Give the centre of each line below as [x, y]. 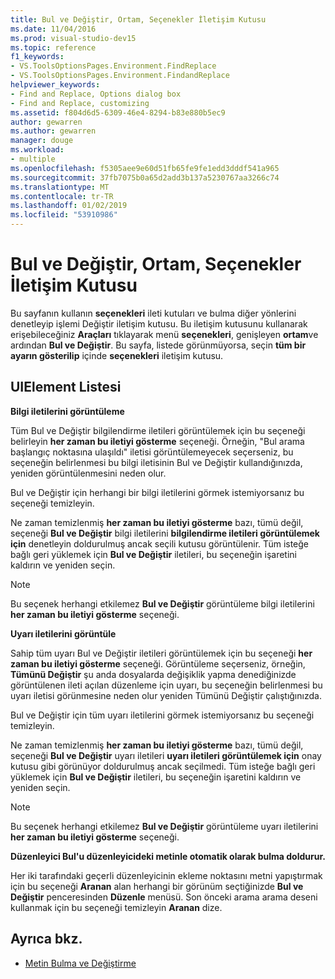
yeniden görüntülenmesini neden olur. [88, 473]
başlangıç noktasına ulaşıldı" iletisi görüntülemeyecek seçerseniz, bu [152, 452]
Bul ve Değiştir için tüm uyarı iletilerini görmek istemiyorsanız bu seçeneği [162, 715]
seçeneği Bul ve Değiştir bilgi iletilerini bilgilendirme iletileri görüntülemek [165, 533]
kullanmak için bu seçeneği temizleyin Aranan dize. [116, 907]
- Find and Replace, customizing [80, 103]
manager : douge [42, 141]
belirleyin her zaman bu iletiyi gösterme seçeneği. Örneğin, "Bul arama [157, 441]
